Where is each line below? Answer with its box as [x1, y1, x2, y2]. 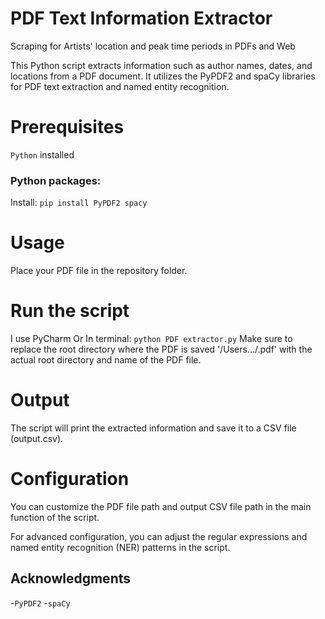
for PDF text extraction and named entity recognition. [10, 80, 230, 92]
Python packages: [10, 173, 102, 187]
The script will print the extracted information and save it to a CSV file [10, 422, 297, 434]
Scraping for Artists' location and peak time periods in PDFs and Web [10, 40, 296, 52]
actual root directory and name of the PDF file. [10, 354, 202, 366]
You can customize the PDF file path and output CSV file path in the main [10, 500, 312, 512]
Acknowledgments [10, 570, 132, 587]
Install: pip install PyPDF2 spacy [10, 197, 148, 209]
